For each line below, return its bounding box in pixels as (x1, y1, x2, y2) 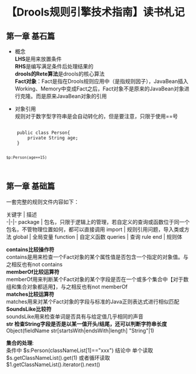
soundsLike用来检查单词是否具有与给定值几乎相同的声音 (6, 313, 144, 320)
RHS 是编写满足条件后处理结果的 (14, 63, 94, 70)
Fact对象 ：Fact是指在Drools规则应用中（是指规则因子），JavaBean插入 (14, 78, 189, 85)
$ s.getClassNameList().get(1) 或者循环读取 (6, 354, 110, 361)
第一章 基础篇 (6, 181, 55, 191)
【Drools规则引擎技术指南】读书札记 (6, 5, 185, 19)
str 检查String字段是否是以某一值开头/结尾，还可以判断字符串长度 (6, 320, 167, 328)
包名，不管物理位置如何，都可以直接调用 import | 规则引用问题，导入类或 (6, 226, 185, 233)
